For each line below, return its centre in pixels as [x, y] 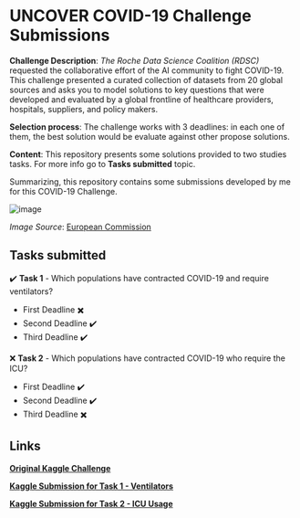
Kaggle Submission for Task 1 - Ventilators [92, 486]
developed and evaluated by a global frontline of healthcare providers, [141, 99]
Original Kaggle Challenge [60, 468]
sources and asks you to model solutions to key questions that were [137, 90]
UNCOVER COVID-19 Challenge [131, 16]
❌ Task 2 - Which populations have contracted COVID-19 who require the [147, 358]
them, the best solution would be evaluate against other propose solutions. [150, 136]
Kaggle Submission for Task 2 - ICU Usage [91, 503]
